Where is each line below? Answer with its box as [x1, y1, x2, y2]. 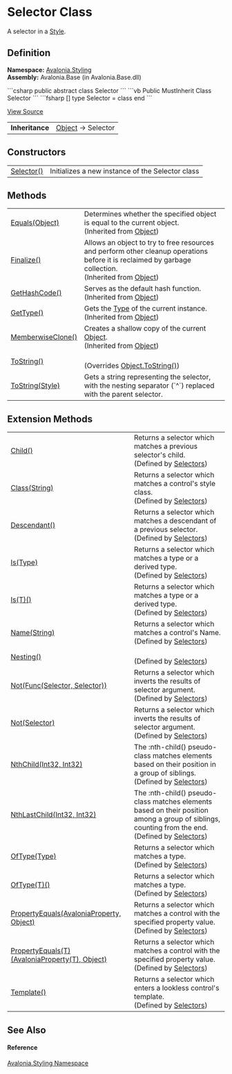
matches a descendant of [133, 516, 217, 526]
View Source [7, 107, 43, 115]
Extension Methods [7, 413, 93, 425]
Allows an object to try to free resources [84, 238, 214, 248]
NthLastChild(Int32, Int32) [10, 810, 97, 820]
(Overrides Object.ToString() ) [84, 361, 180, 371]
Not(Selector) [10, 718, 55, 728]
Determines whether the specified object [84, 209, 217, 219]
